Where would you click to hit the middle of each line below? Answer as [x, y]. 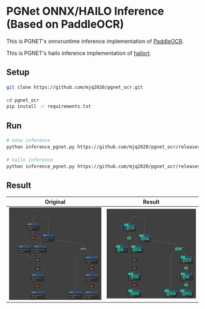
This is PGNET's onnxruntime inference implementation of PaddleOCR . [95, 41]
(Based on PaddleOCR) [65, 24]
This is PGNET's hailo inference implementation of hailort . [79, 53]
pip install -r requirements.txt [49, 106]
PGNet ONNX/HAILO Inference [85, 11]
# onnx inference [28, 141]
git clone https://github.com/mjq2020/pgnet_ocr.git [75, 87]
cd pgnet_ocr [23, 100]
